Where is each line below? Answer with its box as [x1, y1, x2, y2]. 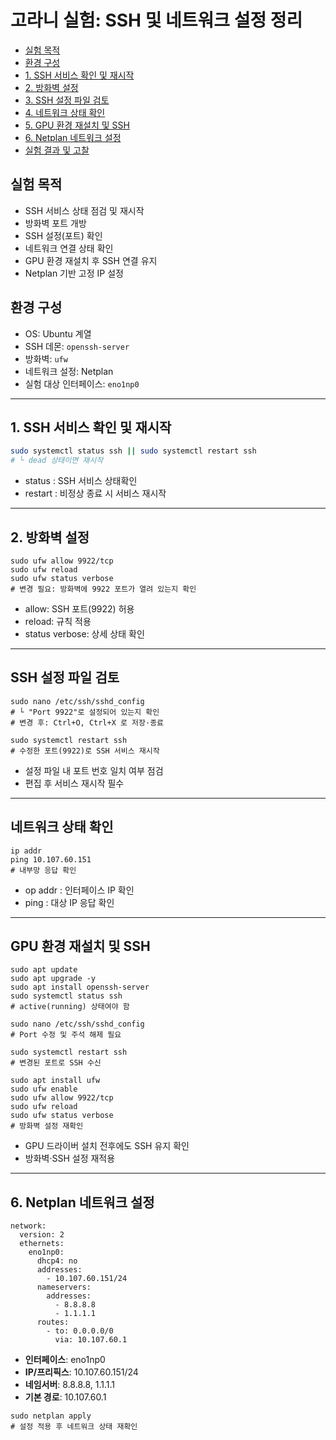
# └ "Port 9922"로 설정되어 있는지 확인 [10, 707, 160, 717]
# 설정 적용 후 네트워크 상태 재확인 [10, 1422, 138, 1432]
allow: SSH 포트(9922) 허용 [24, 602, 135, 615]
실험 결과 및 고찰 [24, 144, 90, 156]
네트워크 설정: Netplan [24, 365, 114, 377]
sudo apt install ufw [10, 1076, 101, 1086]
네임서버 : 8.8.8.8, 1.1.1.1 [24, 1379, 116, 1391]
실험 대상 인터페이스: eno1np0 [24, 377, 140, 390]
